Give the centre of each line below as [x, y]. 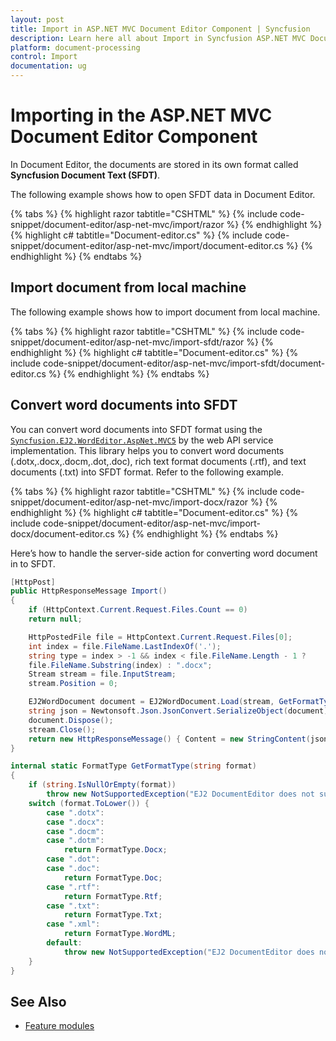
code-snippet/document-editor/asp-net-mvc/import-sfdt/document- [184, 363]
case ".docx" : [75, 822]
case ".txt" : [73, 906]
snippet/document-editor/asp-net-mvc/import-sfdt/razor [127, 342]
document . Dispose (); [71, 720]
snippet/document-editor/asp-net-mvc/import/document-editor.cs [147, 245]
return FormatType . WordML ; [120, 934]
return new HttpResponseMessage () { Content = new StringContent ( [169, 739]
